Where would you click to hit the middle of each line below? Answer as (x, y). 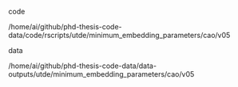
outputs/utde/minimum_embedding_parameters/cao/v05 (101, 74)
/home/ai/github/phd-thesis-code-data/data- (83, 66)
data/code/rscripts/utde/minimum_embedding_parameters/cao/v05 (119, 35)
